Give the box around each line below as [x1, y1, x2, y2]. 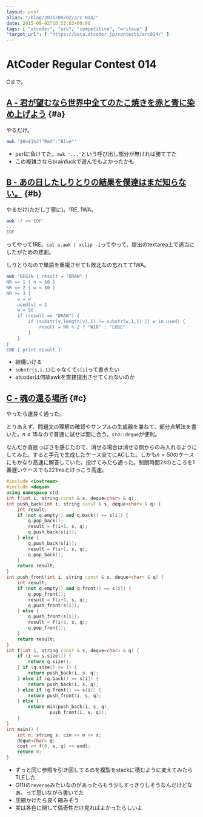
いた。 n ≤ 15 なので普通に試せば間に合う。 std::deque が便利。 [6, 431, 161, 438]
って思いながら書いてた [25, 789, 84, 796]
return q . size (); [28, 659, 72, 665]
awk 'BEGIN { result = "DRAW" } [6, 273, 88, 279]
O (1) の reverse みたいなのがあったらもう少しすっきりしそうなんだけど [15, 781, 188, 789]
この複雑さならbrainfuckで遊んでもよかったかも [15, 158, 135, 165]
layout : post [6, 8, 39, 15]
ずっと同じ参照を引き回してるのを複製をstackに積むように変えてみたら [15, 766, 193, 773]
